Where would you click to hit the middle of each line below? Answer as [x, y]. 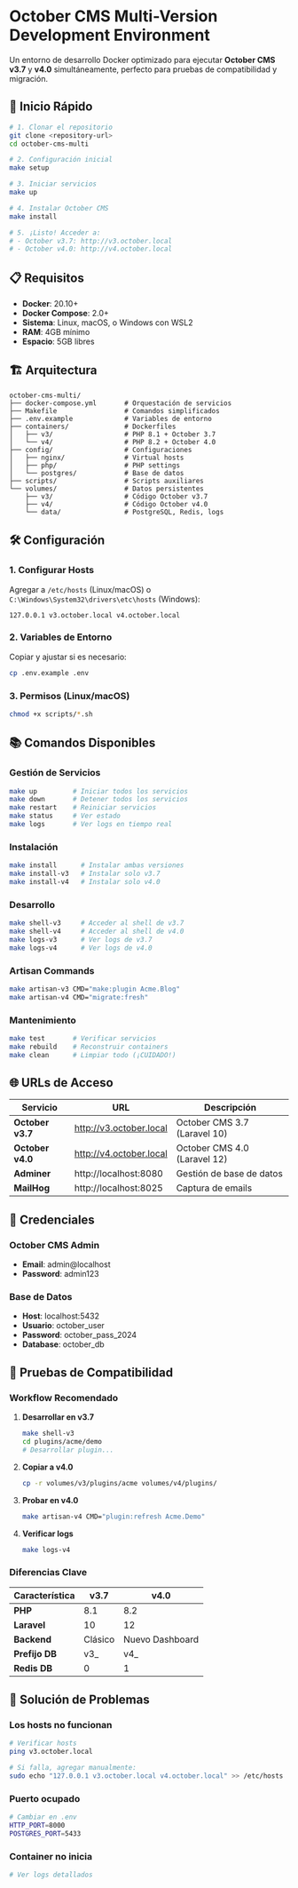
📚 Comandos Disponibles [82, 743]
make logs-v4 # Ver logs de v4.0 [81, 948]
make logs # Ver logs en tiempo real [91, 825]
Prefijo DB [35, 1653]
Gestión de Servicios [55, 773]
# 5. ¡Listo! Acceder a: [55, 233]
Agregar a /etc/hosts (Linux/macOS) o [80, 589]
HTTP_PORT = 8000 [37, 1826]
